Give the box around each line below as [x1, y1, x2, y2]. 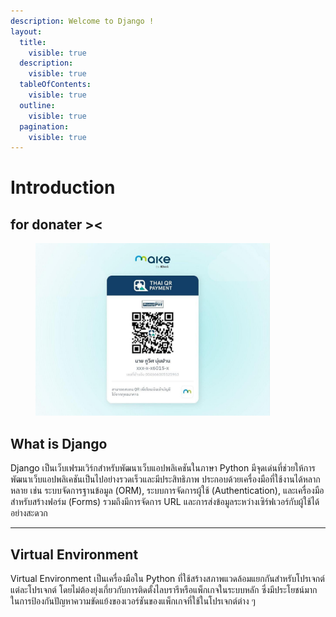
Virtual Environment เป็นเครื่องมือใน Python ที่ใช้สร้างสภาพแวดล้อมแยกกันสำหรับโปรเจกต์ [10, 572, 325, 584]
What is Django [10, 435, 108, 452]
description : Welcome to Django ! [10, 16, 155, 26]
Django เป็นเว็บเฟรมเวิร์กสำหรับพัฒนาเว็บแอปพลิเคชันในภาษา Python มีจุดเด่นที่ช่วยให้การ [10, 462, 316, 474]
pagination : [19, 121, 70, 132]
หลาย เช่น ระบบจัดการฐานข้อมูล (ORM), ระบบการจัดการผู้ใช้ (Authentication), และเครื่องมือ [10, 485, 325, 497]
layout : [10, 26, 43, 37]
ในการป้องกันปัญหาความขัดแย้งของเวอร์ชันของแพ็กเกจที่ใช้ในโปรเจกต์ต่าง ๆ [10, 595, 256, 607]
